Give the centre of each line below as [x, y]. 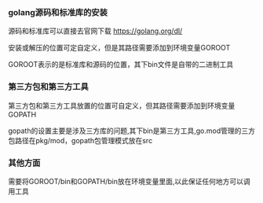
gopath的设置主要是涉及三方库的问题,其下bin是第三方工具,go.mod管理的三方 [131, 131]
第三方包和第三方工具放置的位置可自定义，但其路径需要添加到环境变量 [122, 105]
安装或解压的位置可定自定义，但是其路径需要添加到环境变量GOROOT [119, 48]
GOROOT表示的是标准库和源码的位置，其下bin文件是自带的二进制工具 [121, 65]
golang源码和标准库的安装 [58, 12]
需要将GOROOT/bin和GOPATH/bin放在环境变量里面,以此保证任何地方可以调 [130, 181]
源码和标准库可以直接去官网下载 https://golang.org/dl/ [95, 31]
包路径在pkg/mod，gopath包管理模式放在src [80, 140]
